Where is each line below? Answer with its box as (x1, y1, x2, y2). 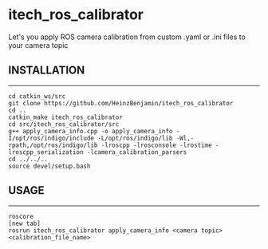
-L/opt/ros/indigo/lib (97, 134, 173, 142)
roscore (8, 212, 34, 220)
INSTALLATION (8, 64, 85, 77)
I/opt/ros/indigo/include (8, 134, 94, 142)
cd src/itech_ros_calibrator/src (8, 120, 120, 128)
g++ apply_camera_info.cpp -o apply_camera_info (8, 127, 173, 135)
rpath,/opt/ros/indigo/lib (8, 141, 98, 149)
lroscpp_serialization (8, 148, 84, 156)
